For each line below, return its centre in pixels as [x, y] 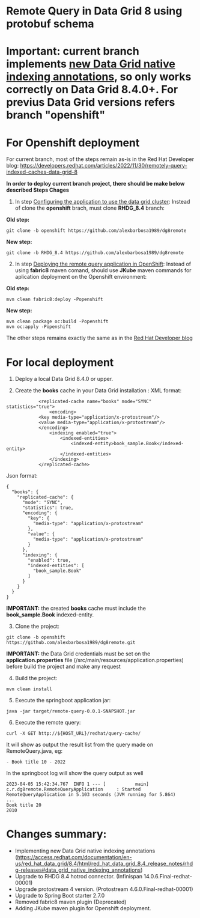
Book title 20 [24, 805]
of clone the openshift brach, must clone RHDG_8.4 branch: [90, 208]
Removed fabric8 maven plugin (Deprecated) [71, 902]
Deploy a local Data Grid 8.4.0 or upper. [64, 379]
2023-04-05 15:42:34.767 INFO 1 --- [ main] [77, 784]
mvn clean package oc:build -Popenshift [58, 322]
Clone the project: [37, 627]
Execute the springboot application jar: [63, 701]
